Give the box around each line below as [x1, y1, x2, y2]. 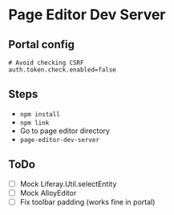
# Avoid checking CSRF [8, 59, 84, 67]
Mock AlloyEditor [19, 188, 77, 197]
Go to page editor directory [19, 126, 111, 136]
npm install [19, 110, 60, 118]
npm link [19, 119, 50, 127]
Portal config [8, 38, 75, 51]
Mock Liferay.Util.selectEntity [19, 179, 117, 189]
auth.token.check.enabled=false [8, 66, 116, 74]
